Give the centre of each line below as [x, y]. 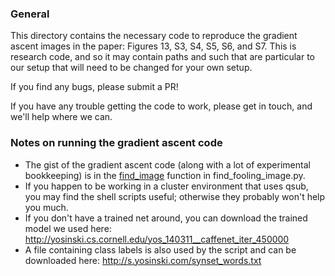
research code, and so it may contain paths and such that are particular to [162, 57]
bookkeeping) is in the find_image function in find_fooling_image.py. [165, 175]
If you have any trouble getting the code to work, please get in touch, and [161, 106]
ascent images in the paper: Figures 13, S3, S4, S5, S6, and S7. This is [153, 46]
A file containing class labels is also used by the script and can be [160, 249]
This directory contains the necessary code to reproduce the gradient [154, 36]
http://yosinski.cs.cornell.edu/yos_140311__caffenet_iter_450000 [157, 239]
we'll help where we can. [61, 117]
